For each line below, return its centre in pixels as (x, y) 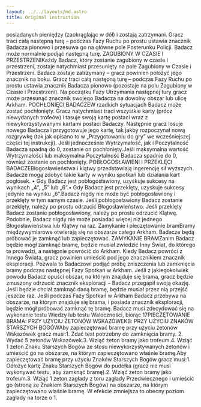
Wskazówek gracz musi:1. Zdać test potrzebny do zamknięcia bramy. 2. (94, 334)
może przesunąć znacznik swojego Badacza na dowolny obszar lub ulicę (97, 98)
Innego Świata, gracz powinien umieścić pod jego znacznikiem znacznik (96, 257)
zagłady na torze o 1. (32, 397)
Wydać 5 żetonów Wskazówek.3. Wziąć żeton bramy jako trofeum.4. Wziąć (100, 340)
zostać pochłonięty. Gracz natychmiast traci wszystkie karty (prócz (89, 111)
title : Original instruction (43, 17)
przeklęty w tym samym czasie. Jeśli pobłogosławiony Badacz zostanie (94, 200)
